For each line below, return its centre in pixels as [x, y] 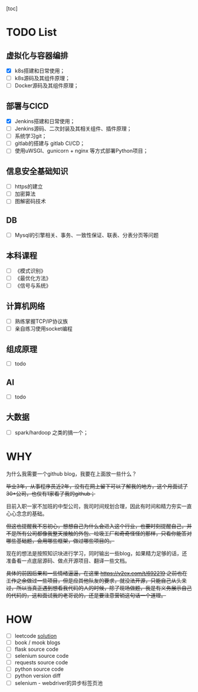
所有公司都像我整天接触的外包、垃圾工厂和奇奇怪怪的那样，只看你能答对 [104, 533]
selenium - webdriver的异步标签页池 [59, 683]
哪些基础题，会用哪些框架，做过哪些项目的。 [60, 541]
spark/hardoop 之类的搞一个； [52, 432]
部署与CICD [27, 106]
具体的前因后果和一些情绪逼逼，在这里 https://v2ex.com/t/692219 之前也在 [97, 573]
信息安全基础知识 [37, 171]
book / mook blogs [37, 642]
